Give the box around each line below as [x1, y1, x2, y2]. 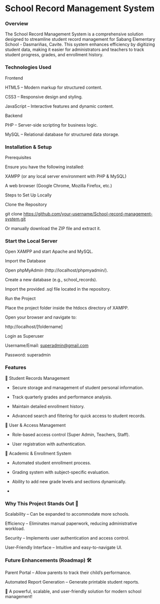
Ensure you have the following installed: [5, 164, 85, 170]
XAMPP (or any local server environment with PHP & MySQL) [5, 173, 127, 180]
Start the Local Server [5, 238, 58, 244]
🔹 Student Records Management [5, 375, 70, 381]
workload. [5, 525, 25, 531]
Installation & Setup [5, 144, 52, 150]
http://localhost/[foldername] [5, 324, 63, 330]
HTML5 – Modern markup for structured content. [5, 84, 102, 90]
